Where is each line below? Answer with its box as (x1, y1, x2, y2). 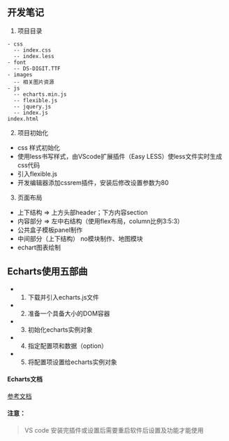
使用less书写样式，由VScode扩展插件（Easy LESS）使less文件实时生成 (17, 152, 222, 160)
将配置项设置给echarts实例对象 (27, 358, 117, 366)
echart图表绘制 (17, 243, 61, 251)
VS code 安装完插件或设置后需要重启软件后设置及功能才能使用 (24, 426, 204, 435)
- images (7, 71, 33, 78)
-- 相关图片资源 (13, 78, 54, 85)
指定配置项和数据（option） (27, 342, 108, 350)
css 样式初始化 (17, 143, 61, 152)
